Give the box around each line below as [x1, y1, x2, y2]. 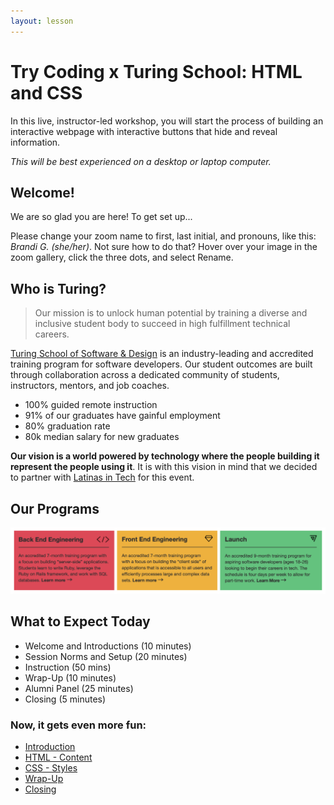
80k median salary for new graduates [24, 431, 180, 443]
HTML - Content [24, 751, 93, 763]
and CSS [10, 81, 83, 104]
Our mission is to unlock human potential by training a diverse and [34, 307, 308, 319]
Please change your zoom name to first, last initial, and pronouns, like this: [10, 230, 317, 242]
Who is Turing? [10, 280, 107, 297]
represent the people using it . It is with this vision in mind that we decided [10, 461, 318, 473]
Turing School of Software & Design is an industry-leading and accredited [10, 348, 314, 360]
